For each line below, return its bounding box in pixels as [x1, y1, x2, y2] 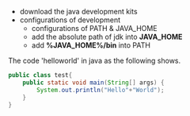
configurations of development [19, 15, 121, 25]
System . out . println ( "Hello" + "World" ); [36, 86, 165, 94]
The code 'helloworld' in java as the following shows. [8, 56, 181, 65]
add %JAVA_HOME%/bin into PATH [31, 41, 150, 50]
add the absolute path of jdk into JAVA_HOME [31, 32, 183, 41]
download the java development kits [19, 7, 138, 16]
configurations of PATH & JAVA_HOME [31, 24, 158, 33]
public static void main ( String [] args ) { [22, 79, 165, 87]
